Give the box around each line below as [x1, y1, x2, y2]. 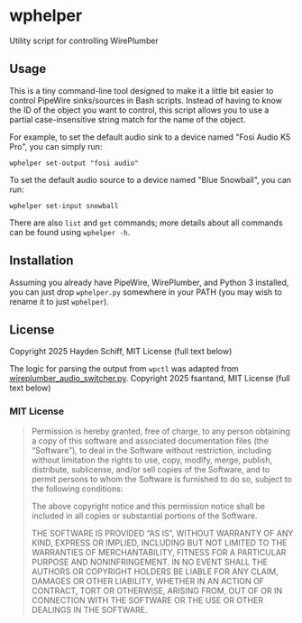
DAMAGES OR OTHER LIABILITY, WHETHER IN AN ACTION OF [31, 575, 264, 586]
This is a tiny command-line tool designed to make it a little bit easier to [9, 85, 274, 96]
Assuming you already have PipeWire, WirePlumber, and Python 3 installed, [9, 277, 289, 288]
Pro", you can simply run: [9, 141, 103, 151]
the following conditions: [31, 483, 124, 494]
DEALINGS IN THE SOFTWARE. [31, 604, 148, 615]
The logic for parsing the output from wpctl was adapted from [9, 363, 239, 374]
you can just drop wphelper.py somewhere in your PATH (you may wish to [9, 286, 282, 298]
